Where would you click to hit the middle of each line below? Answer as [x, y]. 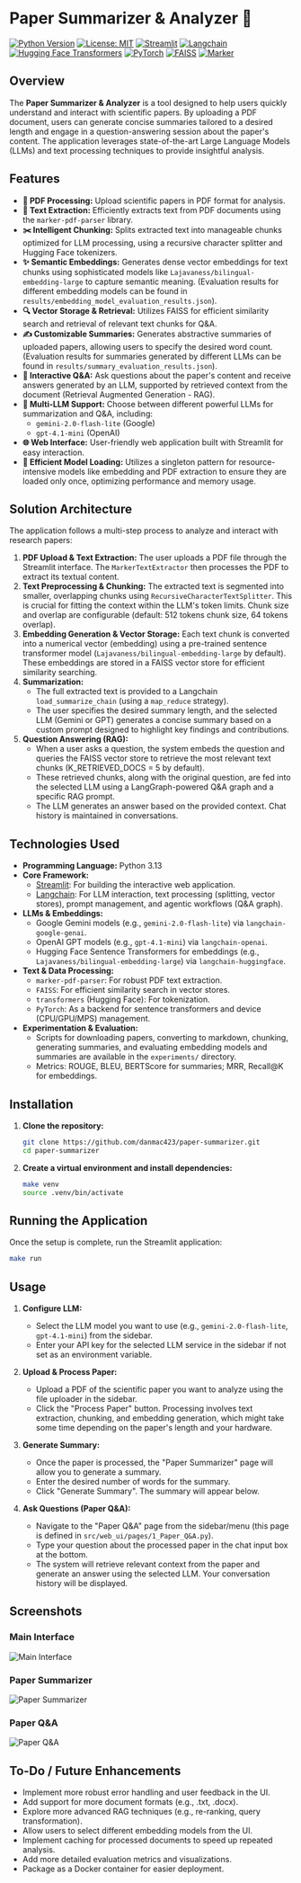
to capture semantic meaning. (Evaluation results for [182, 281]
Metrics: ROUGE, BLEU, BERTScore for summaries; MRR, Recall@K [159, 1066]
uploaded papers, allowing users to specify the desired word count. [147, 346]
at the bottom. [62, 1554]
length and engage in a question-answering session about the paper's [139, 131]
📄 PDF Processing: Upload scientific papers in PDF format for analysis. [154, 201]
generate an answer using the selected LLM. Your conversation [153, 1574]
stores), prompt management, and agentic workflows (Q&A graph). [159, 904]
